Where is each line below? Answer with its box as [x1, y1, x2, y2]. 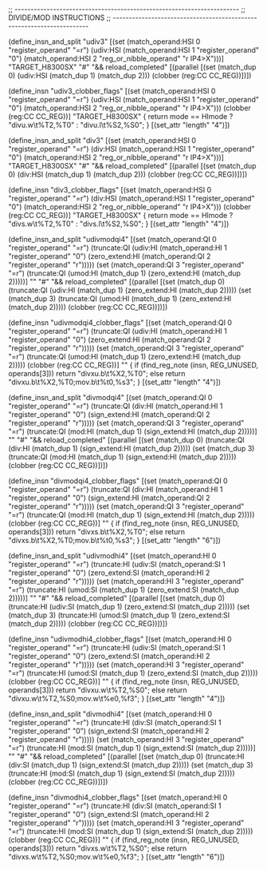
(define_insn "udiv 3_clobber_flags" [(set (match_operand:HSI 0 [8, 86, 216, 96]
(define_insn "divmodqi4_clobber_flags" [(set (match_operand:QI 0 [8, 476, 229, 486]
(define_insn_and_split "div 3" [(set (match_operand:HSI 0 [8, 136, 197, 145]
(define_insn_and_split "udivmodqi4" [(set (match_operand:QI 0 [8, 235, 217, 244]
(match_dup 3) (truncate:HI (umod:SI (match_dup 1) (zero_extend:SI [8, 610, 230, 620]
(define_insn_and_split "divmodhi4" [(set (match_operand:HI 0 [8, 709, 213, 719]
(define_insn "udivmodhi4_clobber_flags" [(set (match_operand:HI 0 [8, 634, 233, 644]
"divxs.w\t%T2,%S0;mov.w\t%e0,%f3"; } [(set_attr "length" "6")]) [8, 852, 226, 861]
